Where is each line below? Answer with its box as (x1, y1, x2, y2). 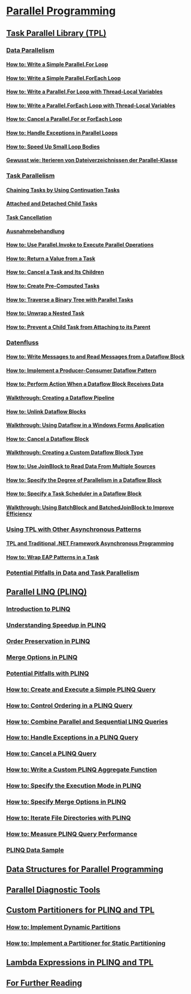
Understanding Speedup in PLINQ (6, 621, 107, 629)
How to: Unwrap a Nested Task (6, 310, 85, 317)
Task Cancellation (6, 214, 52, 221)
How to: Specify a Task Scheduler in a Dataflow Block (6, 490, 142, 498)
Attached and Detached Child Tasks (6, 200, 98, 207)
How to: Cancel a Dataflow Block (6, 435, 89, 443)
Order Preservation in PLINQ (6, 637, 90, 645)
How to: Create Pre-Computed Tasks (6, 282, 100, 289)
